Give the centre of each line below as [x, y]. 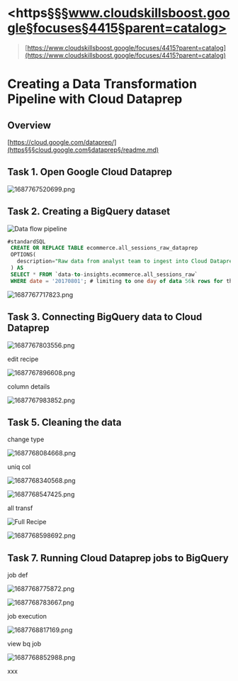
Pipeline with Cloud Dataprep [95, 99]
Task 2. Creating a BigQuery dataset [89, 212]
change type [26, 439]
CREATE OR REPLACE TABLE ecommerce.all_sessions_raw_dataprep [104, 248]
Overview [29, 125]
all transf [20, 508]
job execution [27, 616]
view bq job [24, 644]
